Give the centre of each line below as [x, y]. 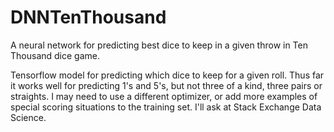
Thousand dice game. [55, 55]
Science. [28, 117]
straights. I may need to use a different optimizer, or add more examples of [164, 96]
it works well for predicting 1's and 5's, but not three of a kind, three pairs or [166, 85]
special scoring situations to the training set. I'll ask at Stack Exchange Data [166, 107]
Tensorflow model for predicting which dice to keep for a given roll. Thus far [167, 75]
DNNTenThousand [88, 17]
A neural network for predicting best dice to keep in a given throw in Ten [159, 45]
